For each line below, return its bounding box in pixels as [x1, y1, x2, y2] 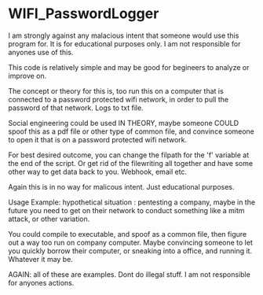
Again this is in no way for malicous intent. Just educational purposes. [8, 182, 235, 191]
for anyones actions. [8, 278, 75, 287]
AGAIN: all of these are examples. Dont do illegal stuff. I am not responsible [8, 269, 251, 279]
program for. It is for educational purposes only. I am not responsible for [8, 39, 241, 48]
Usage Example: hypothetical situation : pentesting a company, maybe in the [8, 197, 256, 207]
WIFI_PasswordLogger [8, 5, 159, 23]
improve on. [8, 71, 47, 80]
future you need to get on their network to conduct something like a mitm [8, 205, 245, 215]
